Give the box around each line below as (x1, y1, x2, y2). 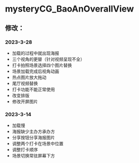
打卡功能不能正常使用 (12, 86, 55, 92)
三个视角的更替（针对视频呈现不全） (12, 56, 85, 62)
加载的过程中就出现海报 (12, 50, 59, 56)
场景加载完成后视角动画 (12, 68, 59, 74)
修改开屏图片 (12, 98, 38, 104)
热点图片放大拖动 (12, 74, 47, 80)
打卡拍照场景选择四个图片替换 (12, 62, 72, 68)
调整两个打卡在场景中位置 (12, 141, 64, 147)
